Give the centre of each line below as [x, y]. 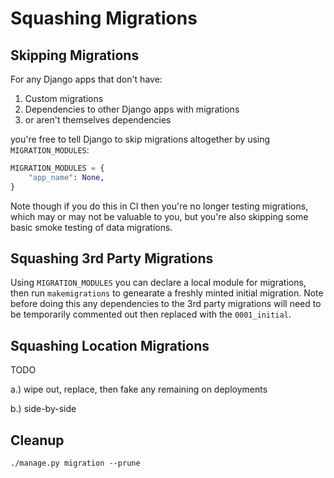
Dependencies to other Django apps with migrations [132, 109]
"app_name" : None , [66, 177]
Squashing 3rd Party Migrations [112, 258]
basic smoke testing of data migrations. [91, 227]
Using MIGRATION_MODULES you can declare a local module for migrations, [158, 283]
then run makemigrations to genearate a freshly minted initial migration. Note [167, 293]
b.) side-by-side [43, 409]
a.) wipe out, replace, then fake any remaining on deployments [139, 389]
